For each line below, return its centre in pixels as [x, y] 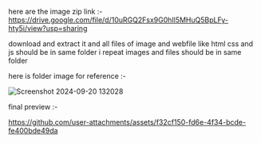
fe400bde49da [33, 131]
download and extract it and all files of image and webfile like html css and [131, 44]
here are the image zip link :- [55, 12]
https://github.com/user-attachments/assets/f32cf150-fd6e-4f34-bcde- [127, 122]
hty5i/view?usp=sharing [48, 28]
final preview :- [33, 107]
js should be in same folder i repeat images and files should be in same [125, 52]
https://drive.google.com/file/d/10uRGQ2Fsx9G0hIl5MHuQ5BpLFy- [119, 20]
